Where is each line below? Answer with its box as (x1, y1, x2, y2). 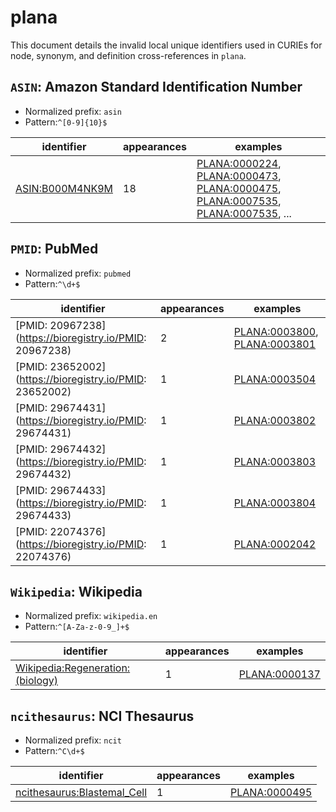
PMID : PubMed (10, 241, 99, 258)
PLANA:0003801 (233, 337, 317, 351)
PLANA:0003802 (233, 413, 317, 427)
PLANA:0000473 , (196, 169, 282, 183)
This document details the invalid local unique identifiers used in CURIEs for (10, 39, 323, 51)
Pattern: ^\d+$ (24, 277, 81, 290)
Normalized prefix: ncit (24, 734, 122, 746)
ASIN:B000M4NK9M (15, 181, 114, 195)
